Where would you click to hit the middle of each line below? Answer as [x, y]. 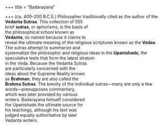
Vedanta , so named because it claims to [45, 37]
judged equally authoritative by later [41, 115]
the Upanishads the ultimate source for [44, 105]
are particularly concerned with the [40, 68]
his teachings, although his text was [41, 110]
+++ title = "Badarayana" [30, 7]
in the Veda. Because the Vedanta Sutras [46, 63]
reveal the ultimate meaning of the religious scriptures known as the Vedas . [81, 42]
